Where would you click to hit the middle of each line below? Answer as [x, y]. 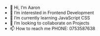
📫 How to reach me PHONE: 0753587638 [52, 28]
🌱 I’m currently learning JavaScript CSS [50, 18]
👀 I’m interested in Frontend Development [52, 13]
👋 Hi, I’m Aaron [25, 8]
